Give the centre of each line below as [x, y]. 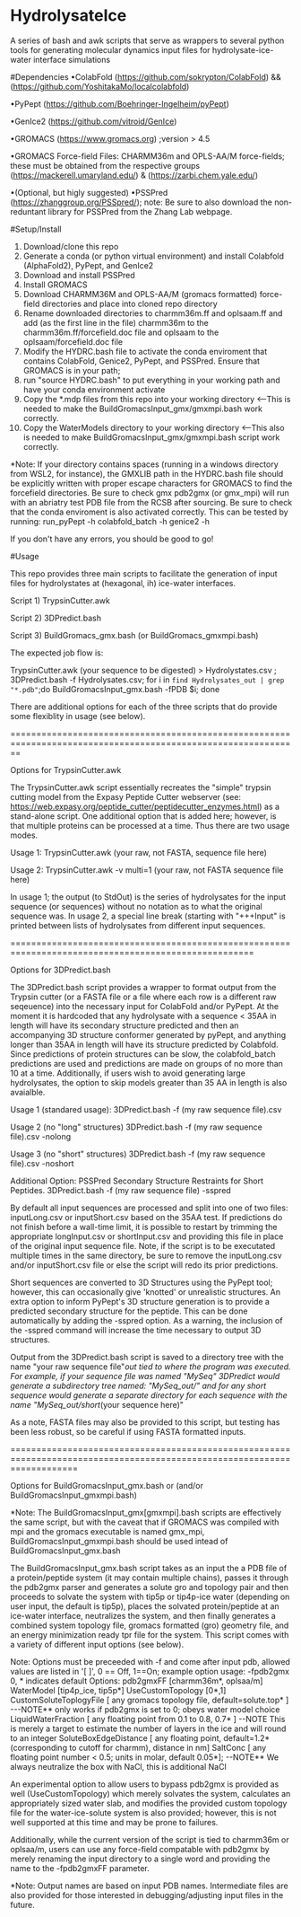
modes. [24, 835]
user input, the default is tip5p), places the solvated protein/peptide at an [145, 1606]
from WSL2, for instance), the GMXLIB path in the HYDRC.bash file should [147, 473]
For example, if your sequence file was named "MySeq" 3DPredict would [145, 1376]
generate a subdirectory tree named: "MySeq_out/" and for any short [138, 1385]
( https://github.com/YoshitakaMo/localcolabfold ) [100, 86]
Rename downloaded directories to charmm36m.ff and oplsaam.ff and [153, 313]
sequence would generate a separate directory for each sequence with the [149, 1395]
